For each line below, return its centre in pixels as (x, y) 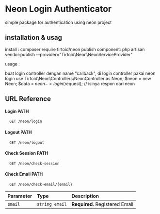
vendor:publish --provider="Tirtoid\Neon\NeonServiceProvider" (69, 54)
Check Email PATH (24, 174)
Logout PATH (19, 132)
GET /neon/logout (27, 142)
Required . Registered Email (103, 204)
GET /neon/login (26, 122)
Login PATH (17, 111)
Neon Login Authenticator (58, 9)
